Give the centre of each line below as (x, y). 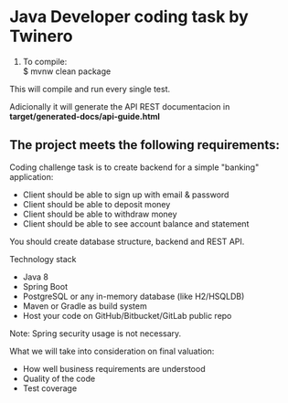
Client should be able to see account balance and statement (136, 223)
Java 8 (35, 277)
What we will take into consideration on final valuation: (112, 351)
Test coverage (50, 388)
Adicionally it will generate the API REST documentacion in (120, 106)
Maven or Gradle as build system (85, 306)
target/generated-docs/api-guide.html (85, 116)
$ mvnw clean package (67, 71)
